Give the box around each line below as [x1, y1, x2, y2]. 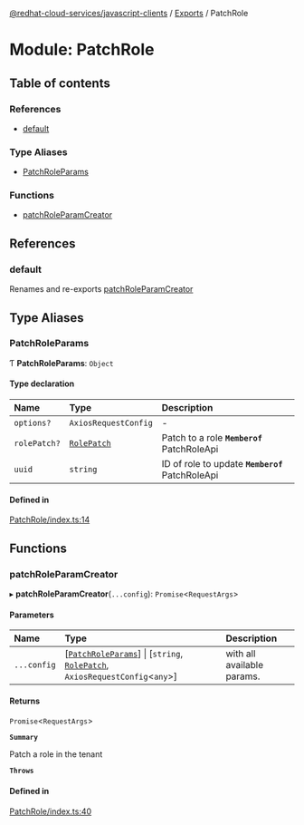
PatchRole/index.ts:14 [9, 514, 90, 525]
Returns [9, 695, 41, 706]
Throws [9, 766, 34, 776]
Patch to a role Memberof [161, 432, 262, 444]
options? [14, 418, 52, 429]
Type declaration [9, 378, 75, 389]
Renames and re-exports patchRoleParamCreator [9, 284, 194, 295]
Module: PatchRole [9, 40, 156, 60]
